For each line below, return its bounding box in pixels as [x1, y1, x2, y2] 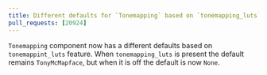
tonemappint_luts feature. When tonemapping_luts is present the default [8, 49, 245, 58]
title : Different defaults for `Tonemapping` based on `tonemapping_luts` [8, 11, 261, 20]
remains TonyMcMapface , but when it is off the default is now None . [8, 57, 220, 67]
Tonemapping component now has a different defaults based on [8, 40, 213, 50]
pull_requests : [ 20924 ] [8, 19, 87, 27]
